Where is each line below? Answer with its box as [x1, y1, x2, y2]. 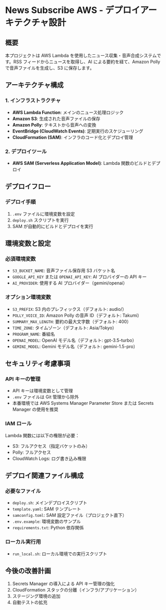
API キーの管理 [5, 375, 41, 382]
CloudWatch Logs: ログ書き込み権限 [12, 455, 86, 461]
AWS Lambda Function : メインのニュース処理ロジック [12, 109, 124, 115]
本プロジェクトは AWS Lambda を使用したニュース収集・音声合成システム [5, 53, 157, 58]
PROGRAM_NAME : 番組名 [12, 331, 55, 337]
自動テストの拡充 [12, 600, 48, 606]
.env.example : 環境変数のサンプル [12, 518, 81, 524]
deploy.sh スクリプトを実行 [12, 217, 69, 223]
